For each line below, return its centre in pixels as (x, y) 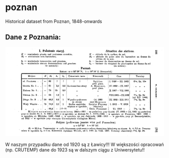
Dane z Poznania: (33, 37)
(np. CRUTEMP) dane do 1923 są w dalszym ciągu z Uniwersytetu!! (75, 150)
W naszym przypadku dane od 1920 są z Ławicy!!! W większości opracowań (84, 145)
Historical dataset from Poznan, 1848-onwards (54, 21)
